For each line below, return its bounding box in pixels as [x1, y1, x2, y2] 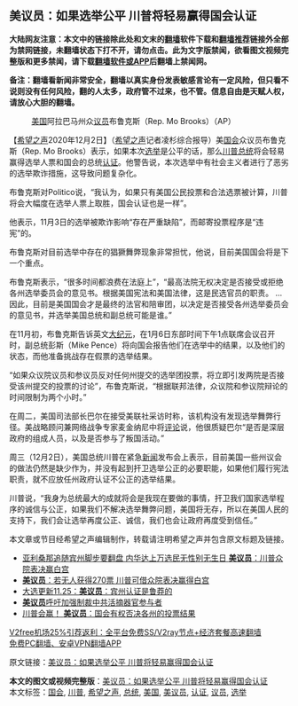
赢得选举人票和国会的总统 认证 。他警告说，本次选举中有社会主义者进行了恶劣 [9, 156, 289, 167]
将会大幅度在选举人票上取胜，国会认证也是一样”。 [9, 198, 192, 208]
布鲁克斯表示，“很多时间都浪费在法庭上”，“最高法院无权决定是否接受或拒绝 [9, 276, 284, 286]
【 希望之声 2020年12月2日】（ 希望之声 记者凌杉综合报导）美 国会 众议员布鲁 [9, 134, 278, 145]
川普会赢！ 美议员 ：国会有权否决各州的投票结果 [21, 608, 196, 618]
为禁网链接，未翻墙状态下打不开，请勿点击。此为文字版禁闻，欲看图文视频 [9, 44, 281, 55]
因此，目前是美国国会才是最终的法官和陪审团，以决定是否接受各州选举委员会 [9, 298, 289, 309]
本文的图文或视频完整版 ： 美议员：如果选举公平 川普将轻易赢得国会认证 [9, 675, 268, 686]
